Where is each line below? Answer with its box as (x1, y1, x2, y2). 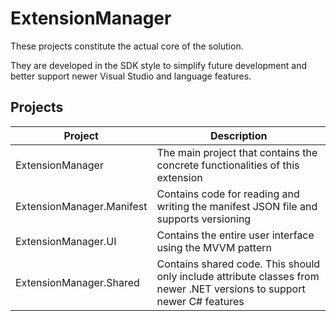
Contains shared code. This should (156, 257, 321, 271)
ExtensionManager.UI (15, 234, 117, 248)
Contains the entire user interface (156, 228, 315, 242)
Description (210, 128, 268, 142)
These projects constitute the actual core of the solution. (10, 40, 244, 52)
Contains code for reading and (156, 187, 300, 201)
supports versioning (156, 212, 252, 226)
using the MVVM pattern (156, 240, 272, 254)
